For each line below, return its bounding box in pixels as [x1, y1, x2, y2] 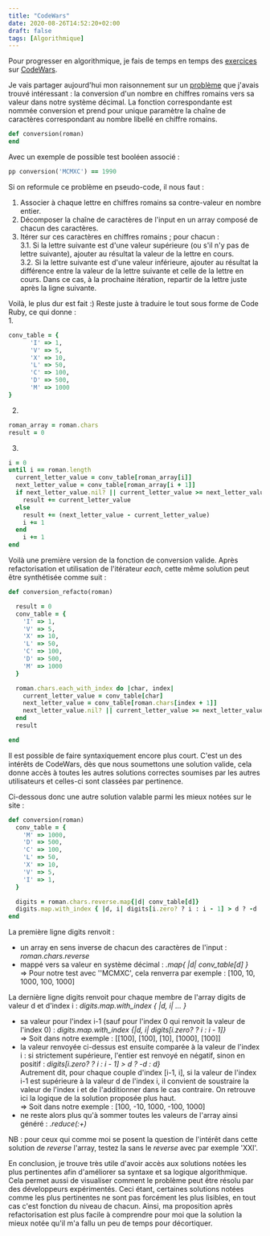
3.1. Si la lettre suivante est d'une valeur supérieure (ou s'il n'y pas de [19, 240, 250, 250]
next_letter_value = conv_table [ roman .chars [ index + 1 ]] [22, 699, 218, 707]
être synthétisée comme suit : [8, 572, 107, 582]
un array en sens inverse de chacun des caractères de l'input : [19, 943, 227, 952]
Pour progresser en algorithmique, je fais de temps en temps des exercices [8, 56, 257, 66]
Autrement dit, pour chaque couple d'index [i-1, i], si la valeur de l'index [19, 1068, 257, 1078]
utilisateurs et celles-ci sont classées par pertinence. [8, 776, 183, 786]
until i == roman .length [8, 466, 92, 474]
